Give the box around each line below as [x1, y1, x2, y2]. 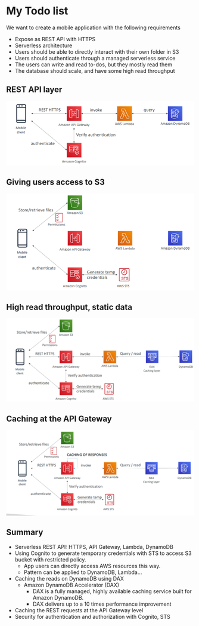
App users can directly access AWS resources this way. [23, 562, 161, 569]
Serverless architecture [14, 42, 73, 49]
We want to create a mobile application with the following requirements [6, 24, 181, 31]
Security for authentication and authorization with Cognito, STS [14, 613, 171, 620]
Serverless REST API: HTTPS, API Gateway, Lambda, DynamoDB [14, 543, 174, 550]
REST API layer [6, 85, 63, 95]
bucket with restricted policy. [14, 556, 86, 563]
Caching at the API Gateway [6, 413, 112, 424]
